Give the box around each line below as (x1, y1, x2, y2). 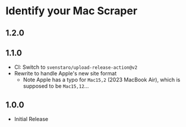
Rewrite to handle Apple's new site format (14, 70, 117, 77)
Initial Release (14, 116, 49, 123)
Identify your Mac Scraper (5, 4, 138, 18)
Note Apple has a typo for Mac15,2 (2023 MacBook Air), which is (23, 76, 181, 84)
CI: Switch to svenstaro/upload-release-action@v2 (14, 63, 138, 71)
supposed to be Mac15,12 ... (23, 82, 89, 90)
